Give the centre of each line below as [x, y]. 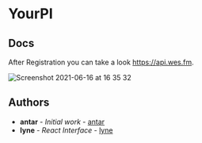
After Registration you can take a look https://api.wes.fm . [101, 62]
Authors [29, 103]
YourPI [30, 14]
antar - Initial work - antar [62, 122]
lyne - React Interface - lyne [66, 130]
